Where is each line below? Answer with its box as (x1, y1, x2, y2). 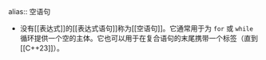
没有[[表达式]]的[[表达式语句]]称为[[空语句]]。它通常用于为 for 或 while (19, 24, 254, 33)
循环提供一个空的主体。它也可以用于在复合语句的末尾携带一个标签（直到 (19, 34, 258, 43)
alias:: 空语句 (8, 7, 50, 16)
